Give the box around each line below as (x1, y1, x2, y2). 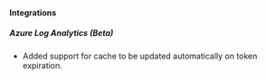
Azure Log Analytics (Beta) (9, 28, 114, 39)
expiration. (22, 59, 63, 71)
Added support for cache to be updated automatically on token (22, 50, 258, 61)
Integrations (9, 7, 57, 18)
